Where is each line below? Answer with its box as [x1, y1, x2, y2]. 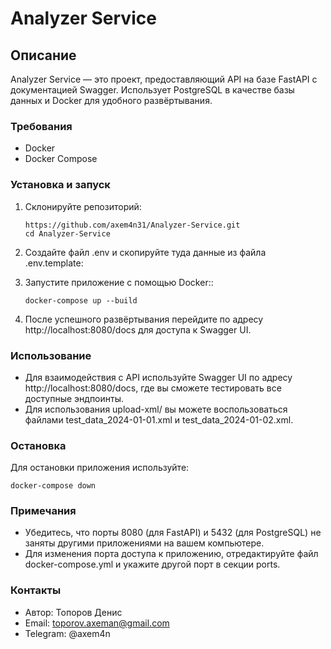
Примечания [10, 504, 77, 518]
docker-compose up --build [24, 295, 138, 306]
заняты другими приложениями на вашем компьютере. [24, 537, 265, 549]
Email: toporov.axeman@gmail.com [24, 617, 170, 629]
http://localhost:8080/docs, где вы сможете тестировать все [24, 382, 282, 394]
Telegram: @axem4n [24, 627, 111, 639]
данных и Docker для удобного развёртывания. [10, 95, 213, 106]
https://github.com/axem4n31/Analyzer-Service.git [24, 220, 241, 230]
